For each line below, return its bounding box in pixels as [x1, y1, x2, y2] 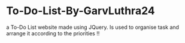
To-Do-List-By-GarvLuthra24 [6, 4, 156, 18]
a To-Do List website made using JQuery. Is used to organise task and [6, 24, 180, 31]
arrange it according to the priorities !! [6, 29, 100, 37]
